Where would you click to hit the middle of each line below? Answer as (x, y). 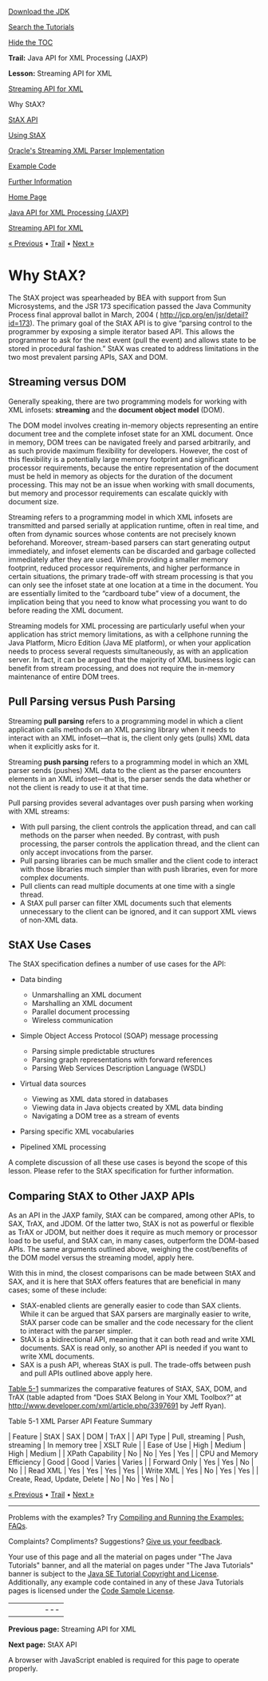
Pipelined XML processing (63, 1147)
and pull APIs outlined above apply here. (86, 1373)
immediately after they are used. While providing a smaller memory (118, 559)
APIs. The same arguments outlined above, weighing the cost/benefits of (128, 1249)
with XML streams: (39, 811)
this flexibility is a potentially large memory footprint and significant (119, 459)
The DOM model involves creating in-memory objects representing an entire (134, 425)
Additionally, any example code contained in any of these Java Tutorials (126, 1582)
